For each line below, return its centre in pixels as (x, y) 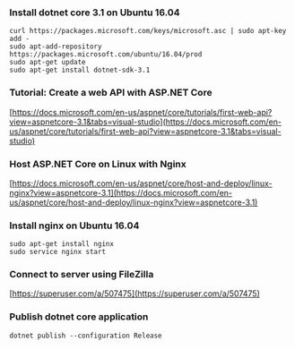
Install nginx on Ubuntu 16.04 (74, 226)
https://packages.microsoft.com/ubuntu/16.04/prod (106, 55)
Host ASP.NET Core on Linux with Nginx (98, 164)
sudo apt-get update (48, 63)
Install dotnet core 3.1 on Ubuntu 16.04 (95, 13)
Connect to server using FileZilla (82, 275)
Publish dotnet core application (79, 317)
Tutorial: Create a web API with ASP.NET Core (111, 93)
